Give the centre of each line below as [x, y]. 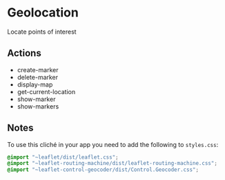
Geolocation [43, 13]
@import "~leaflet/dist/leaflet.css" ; [63, 157]
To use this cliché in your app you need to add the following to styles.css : [113, 144]
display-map [35, 85]
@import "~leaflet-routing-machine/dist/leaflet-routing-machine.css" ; [112, 164]
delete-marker [38, 77]
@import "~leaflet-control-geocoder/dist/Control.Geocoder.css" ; [103, 170]
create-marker [38, 69]
